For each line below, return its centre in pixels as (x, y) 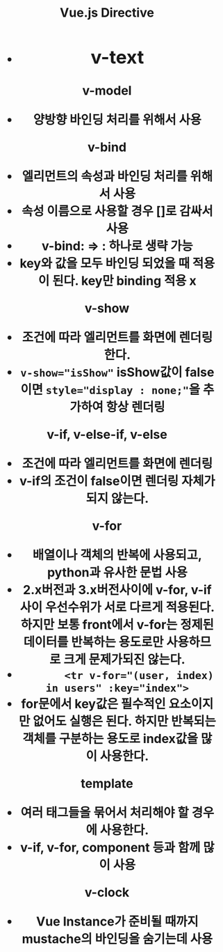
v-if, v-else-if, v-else (107, 434)
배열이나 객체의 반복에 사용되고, (117, 555)
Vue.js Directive (107, 13)
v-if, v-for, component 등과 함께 (110, 847)
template (107, 783)
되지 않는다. (117, 498)
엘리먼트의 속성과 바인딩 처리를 (105, 176)
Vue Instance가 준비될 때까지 (117, 921)
